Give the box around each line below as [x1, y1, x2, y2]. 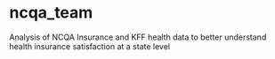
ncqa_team [9, 3, 93, 23]
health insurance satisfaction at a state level [9, 41, 171, 51]
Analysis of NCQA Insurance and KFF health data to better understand [9, 32, 267, 42]
